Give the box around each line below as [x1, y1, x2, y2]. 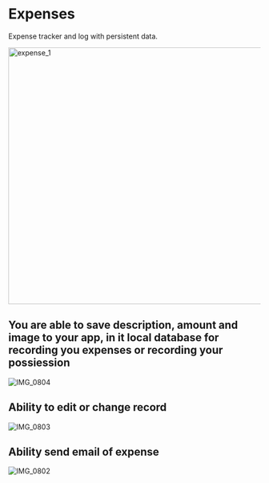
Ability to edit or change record [8, 400, 167, 414]
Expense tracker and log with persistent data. [8, 31, 159, 41]
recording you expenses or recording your [8, 343, 223, 357]
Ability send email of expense [8, 444, 160, 458]
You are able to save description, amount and [8, 319, 239, 332]
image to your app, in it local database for [8, 331, 219, 345]
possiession [8, 356, 70, 370]
